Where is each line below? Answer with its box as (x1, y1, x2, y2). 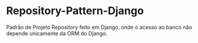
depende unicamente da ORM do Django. (6, 29, 108, 37)
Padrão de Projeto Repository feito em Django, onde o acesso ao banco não (6, 24, 192, 31)
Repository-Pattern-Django (6, 4, 144, 18)
